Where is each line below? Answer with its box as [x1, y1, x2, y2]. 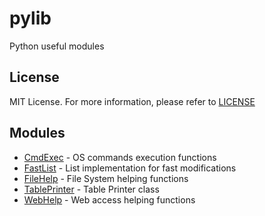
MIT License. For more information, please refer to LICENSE [9, 95, 256, 107]
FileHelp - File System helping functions [23, 172, 189, 184]
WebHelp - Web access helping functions [23, 193, 196, 206]
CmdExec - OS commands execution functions [23, 151, 217, 163]
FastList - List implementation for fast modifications [23, 162, 237, 174]
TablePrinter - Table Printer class [23, 183, 160, 195]
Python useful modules [9, 40, 105, 52]
